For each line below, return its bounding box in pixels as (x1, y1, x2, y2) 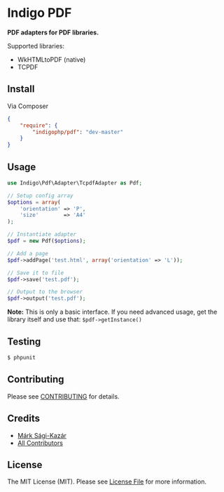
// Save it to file (7, 269, 64, 277)
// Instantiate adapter (7, 231, 77, 238)
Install (7, 83, 35, 95)
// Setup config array (7, 192, 73, 199)
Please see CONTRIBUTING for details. (7, 392, 120, 401)
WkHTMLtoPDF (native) (17, 55, 86, 64)
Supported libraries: (7, 41, 65, 50)
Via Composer (7, 102, 49, 110)
